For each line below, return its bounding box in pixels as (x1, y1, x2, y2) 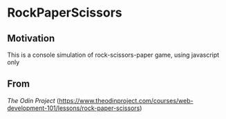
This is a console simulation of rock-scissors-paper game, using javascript (7, 51, 220, 59)
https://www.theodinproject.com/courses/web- (58, 96, 194, 104)
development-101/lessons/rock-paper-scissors (7, 104, 140, 112)
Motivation (7, 33, 55, 44)
